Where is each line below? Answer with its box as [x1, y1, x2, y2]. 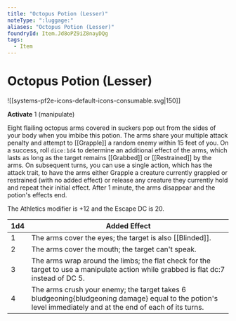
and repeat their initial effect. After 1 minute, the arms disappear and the [7, 183, 216, 192]
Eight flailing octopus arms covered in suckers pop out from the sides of [7, 124, 216, 132]
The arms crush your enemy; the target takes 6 [31, 284, 186, 294]
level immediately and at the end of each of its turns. [31, 302, 204, 312]
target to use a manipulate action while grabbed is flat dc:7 [31, 264, 225, 274]
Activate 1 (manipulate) [7, 110, 75, 118]
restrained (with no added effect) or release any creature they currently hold [7, 176, 228, 184]
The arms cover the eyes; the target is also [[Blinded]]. [31, 232, 212, 242]
